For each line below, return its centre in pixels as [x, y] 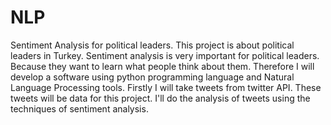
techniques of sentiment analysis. [79, 108]
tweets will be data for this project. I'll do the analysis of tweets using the [160, 98]
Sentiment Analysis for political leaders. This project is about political [152, 45]
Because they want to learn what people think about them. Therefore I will [162, 66]
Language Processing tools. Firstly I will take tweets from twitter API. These [166, 87]
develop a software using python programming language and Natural [152, 77]
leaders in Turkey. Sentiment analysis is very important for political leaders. [165, 55]
